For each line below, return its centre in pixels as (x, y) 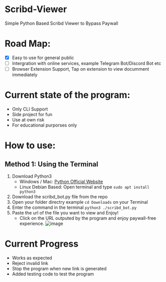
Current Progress (41, 244)
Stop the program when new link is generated (59, 268)
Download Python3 (32, 176)
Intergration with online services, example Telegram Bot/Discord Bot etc (87, 63)
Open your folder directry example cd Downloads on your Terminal (80, 202)
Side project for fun (32, 114)
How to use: (30, 146)
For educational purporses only (45, 125)
